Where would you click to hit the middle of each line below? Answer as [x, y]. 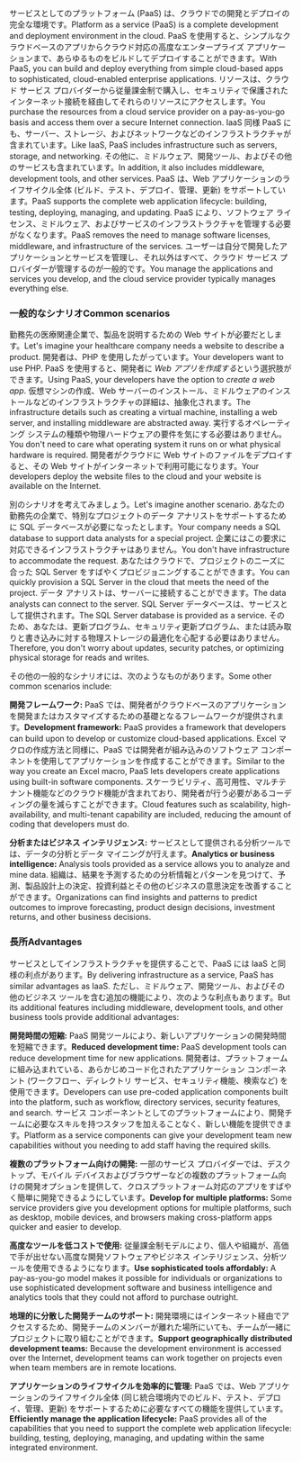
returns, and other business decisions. [80, 917]
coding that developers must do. [70, 824]
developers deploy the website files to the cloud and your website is [136, 476]
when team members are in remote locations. [93, 1367]
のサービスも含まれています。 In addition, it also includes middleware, [137, 167]
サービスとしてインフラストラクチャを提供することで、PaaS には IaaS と [144, 963]
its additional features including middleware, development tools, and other [146, 1007]
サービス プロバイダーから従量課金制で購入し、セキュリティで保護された [154, 90]
